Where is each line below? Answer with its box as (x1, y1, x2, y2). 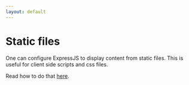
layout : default (5, 8, 46, 15)
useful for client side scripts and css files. (5, 60, 108, 68)
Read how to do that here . (5, 72, 69, 80)
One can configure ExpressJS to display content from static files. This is (5, 54, 184, 62)
